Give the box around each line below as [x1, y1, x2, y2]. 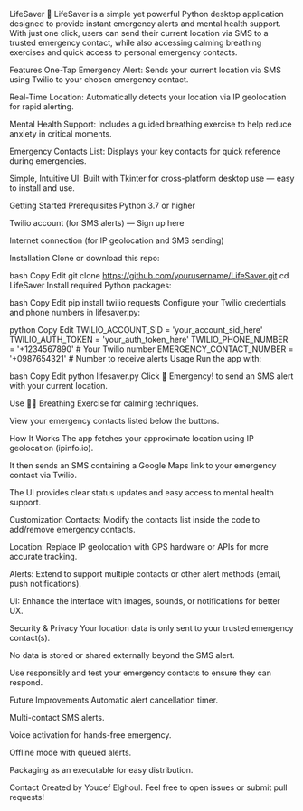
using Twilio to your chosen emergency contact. [9, 74, 189, 85]
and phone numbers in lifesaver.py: [9, 307, 141, 317]
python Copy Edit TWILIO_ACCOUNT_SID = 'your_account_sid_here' [9, 325, 263, 335]
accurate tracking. [9, 552, 78, 561]
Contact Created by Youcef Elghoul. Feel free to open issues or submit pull [9, 782, 288, 793]
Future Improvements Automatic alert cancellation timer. [9, 694, 219, 705]
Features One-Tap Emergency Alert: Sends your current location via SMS [9, 64, 282, 75]
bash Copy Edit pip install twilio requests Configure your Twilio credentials [9, 297, 287, 307]
